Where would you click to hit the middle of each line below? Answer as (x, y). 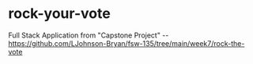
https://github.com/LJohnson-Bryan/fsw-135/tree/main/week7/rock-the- (126, 43)
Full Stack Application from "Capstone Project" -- (89, 35)
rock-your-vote (59, 14)
